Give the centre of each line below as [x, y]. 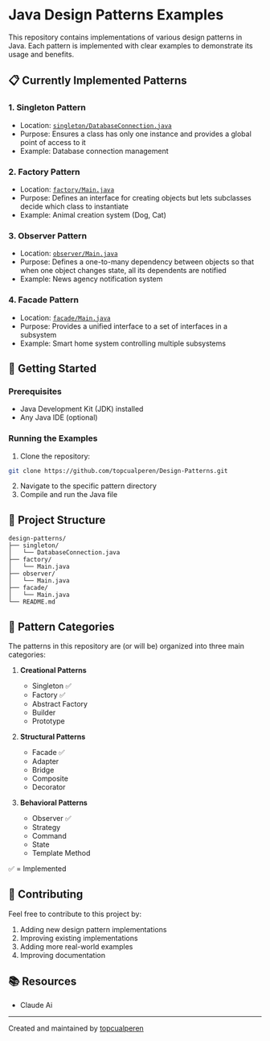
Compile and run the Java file [69, 495]
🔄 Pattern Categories [61, 626]
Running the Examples [53, 438]
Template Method [61, 853]
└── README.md [32, 602]
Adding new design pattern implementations [93, 929]
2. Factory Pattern [44, 172]
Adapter [45, 761]
